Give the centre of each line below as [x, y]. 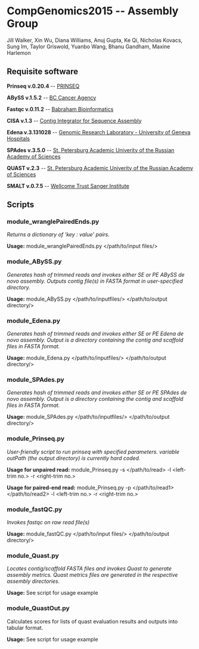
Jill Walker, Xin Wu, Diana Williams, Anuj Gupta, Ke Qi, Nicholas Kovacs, [95, 40]
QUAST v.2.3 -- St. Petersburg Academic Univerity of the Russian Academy [100, 168]
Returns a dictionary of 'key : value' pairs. [58, 234]
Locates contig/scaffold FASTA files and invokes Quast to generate [89, 568]
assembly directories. [33, 581]
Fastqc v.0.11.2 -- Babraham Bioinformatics [60, 109]
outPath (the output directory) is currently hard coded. [74, 458]
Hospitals [18, 138]
